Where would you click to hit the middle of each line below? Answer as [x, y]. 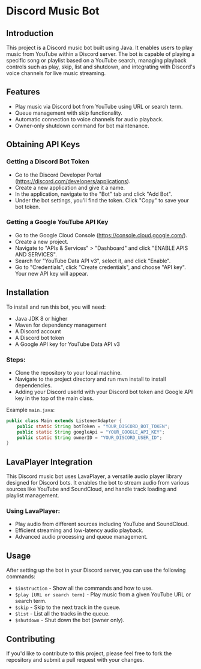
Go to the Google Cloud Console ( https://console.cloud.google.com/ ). [101, 235]
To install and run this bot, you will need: [56, 307]
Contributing [31, 639]
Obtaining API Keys [43, 144]
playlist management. [33, 495]
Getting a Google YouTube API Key [57, 222]
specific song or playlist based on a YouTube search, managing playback [97, 60]
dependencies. [33, 385]
